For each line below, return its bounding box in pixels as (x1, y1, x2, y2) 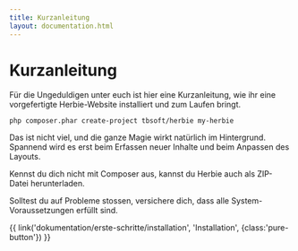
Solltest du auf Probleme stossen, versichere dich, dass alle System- (9, 195, 263, 206)
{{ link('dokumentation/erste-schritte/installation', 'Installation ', (9, 222, 240, 233)
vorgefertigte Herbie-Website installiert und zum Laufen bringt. (9, 100, 242, 110)
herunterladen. (30, 178, 85, 189)
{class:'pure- (241, 222, 289, 233)
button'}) (9, 232, 42, 243)
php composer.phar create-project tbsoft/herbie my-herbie (9, 117, 234, 125)
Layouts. (9, 151, 41, 162)
